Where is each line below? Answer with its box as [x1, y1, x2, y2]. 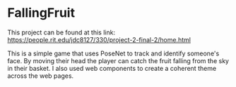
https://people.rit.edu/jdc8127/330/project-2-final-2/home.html [7, 35, 191, 43]
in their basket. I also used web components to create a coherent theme [7, 64, 217, 72]
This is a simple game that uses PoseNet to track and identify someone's [7, 49, 220, 58]
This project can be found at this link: [7, 28, 115, 36]
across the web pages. [7, 72, 74, 80]
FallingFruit [7, 5, 76, 21]
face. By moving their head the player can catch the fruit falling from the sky [7, 56, 230, 65]
